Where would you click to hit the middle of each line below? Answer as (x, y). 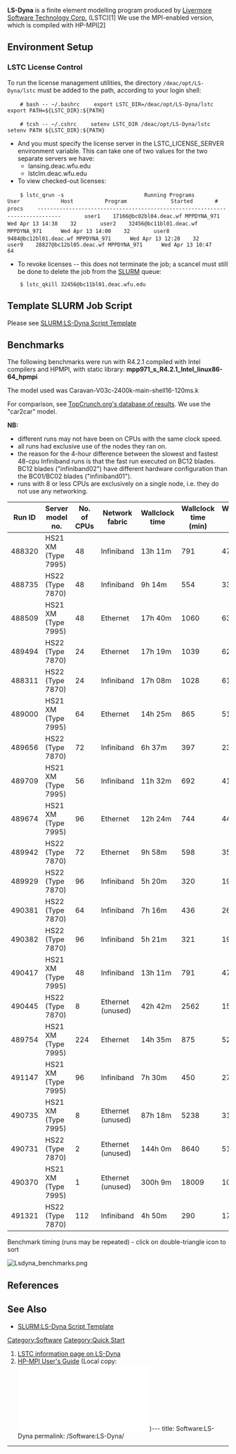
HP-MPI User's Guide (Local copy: (67, 1361)
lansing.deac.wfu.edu (59, 165)
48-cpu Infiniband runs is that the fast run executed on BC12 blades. (116, 461)
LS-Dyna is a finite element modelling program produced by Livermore (110, 10)
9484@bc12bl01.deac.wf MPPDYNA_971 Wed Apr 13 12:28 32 (103, 239)
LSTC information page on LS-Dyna (69, 1353)
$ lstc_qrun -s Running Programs (107, 195)
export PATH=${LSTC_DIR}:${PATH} (56, 111)
